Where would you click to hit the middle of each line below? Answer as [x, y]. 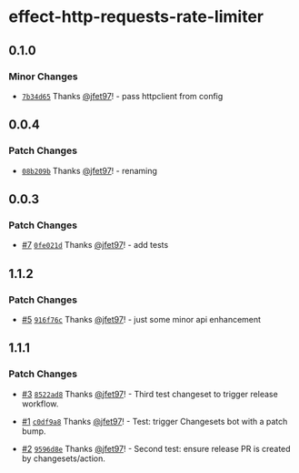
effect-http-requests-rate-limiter [136, 17]
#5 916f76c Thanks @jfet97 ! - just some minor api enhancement [141, 319]
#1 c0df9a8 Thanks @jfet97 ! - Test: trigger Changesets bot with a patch [154, 421]
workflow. [40, 404]
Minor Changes [43, 77]
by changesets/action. [64, 458]
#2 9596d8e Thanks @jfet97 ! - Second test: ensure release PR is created [156, 448]
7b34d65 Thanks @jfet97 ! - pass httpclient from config [122, 96]
